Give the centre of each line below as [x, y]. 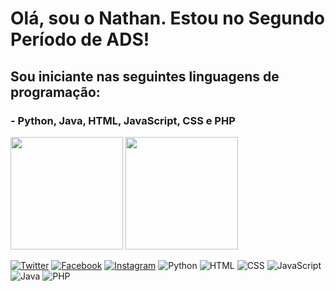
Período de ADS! [80, 39]
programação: [55, 92]
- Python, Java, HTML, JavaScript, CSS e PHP [123, 120]
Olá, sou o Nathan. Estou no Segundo [167, 18]
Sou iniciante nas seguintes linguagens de [145, 76]
